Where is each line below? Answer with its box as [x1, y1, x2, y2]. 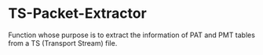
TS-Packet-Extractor [8, 5, 147, 22]
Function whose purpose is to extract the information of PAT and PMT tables [8, 30, 255, 40]
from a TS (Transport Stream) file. [8, 38, 118, 47]
